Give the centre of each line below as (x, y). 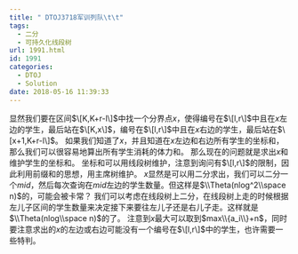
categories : (31, 67)
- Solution (37, 83)
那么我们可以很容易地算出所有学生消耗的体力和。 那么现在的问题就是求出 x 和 (149, 151)
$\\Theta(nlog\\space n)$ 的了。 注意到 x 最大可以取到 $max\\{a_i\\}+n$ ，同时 (148, 218)
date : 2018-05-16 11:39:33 (59, 91)
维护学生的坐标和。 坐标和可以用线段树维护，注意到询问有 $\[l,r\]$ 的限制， (145, 163)
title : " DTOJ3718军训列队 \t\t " (67, 17)
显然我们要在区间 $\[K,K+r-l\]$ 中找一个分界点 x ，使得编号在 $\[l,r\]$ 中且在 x (145, 118)
